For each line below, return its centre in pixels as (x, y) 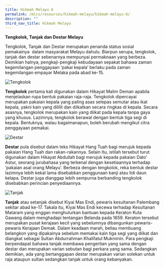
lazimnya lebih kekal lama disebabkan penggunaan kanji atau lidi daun (76, 173)
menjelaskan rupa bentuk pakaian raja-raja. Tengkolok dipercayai (71, 97)
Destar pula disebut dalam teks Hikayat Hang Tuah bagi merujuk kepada (78, 147)
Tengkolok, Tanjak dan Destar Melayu (44, 37)
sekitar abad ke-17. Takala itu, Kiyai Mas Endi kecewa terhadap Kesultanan (80, 207)
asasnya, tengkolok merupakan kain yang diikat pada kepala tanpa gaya (78, 112)
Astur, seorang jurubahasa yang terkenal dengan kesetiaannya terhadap (78, 162)
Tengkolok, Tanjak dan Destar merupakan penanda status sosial (70, 46)
